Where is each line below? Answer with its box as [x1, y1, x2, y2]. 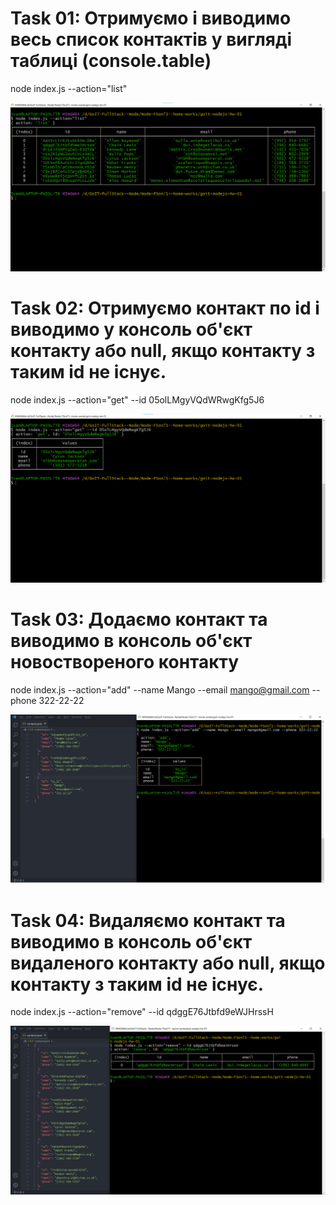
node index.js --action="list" [10, 82, 128, 94]
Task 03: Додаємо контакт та [10, 608, 268, 631]
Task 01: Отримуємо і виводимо [10, 7, 292, 30]
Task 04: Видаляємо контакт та [10, 909, 286, 932]
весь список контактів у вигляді [10, 28, 293, 51]
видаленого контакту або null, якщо [10, 952, 326, 974]
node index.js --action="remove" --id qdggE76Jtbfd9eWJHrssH [10, 1006, 274, 1018]
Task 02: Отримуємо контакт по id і [10, 297, 320, 320]
